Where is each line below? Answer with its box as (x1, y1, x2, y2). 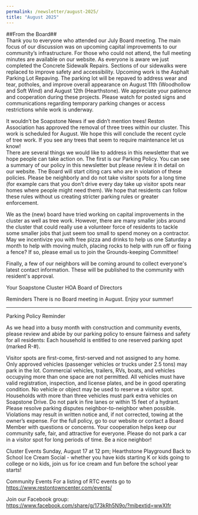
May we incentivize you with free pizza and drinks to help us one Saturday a (6, 236, 192, 243)
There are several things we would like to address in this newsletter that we (6, 149, 189, 156)
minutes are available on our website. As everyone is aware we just (6, 56, 169, 63)
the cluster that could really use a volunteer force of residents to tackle (6, 223, 179, 230)
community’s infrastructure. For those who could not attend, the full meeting (6, 49, 192, 56)
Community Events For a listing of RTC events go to (6, 478, 131, 485)
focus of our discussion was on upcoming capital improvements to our (6, 43, 177, 50)
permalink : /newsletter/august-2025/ (6, 8, 99, 15)
